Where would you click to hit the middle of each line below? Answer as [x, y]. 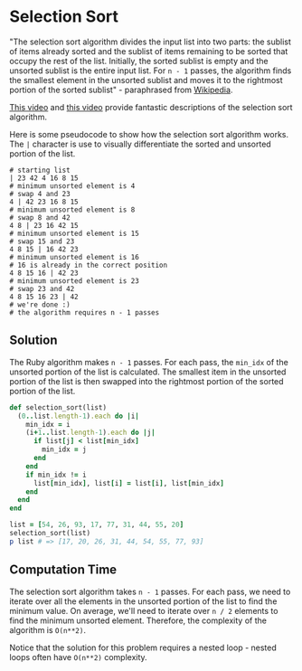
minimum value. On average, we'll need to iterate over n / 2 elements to [144, 610]
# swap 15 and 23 [42, 241]
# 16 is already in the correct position [89, 265]
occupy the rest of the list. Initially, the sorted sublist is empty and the [139, 61]
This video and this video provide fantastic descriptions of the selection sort [151, 107]
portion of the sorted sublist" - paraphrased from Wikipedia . [121, 90]
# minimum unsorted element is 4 [72, 186]
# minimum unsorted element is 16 [75, 257]
